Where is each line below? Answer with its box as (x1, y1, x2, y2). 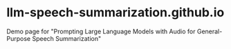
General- (196, 27, 223, 35)
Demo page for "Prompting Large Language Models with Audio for (6, 27, 196, 35)
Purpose (6, 34, 31, 42)
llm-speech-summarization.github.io (6, 5, 225, 20)
